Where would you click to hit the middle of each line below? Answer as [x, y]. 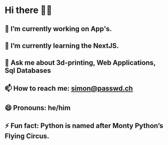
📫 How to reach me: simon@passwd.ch [69, 88]
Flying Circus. [27, 136]
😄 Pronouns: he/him [38, 108]
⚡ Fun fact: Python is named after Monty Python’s [84, 126]
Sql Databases [28, 70]
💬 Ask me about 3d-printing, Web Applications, [80, 63]
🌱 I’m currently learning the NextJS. [62, 45]
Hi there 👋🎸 [28, 10]
